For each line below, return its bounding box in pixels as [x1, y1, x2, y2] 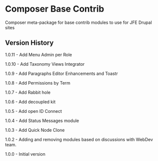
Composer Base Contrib [5, 3, 104, 15]
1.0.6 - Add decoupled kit [5, 99, 56, 105]
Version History [5, 39, 54, 47]
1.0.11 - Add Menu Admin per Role [5, 52, 72, 57]
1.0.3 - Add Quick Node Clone [5, 127, 65, 133]
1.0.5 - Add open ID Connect [5, 108, 62, 114]
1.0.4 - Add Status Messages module [5, 118, 79, 124]
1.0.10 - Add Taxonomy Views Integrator [5, 61, 85, 67]
